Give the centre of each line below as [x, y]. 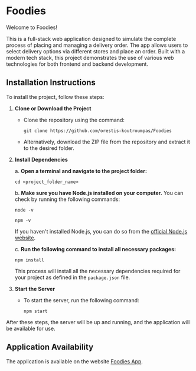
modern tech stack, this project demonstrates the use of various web [90, 57]
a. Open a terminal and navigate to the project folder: [81, 171]
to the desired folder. [49, 148]
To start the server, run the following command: [81, 300]
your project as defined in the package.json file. [72, 277]
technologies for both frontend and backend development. [77, 64]
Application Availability [50, 347]
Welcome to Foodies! [32, 27]
